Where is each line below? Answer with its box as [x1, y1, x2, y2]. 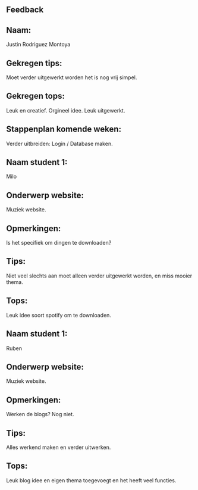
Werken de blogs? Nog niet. [6, 411, 74, 418]
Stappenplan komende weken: [6, 124, 122, 135]
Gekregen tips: [6, 58, 62, 68]
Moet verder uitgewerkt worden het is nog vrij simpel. [6, 74, 137, 81]
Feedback [6, 5, 44, 15]
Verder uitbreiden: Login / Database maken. [6, 140, 113, 147]
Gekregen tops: [6, 91, 65, 101]
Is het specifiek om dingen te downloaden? [6, 239, 112, 246]
